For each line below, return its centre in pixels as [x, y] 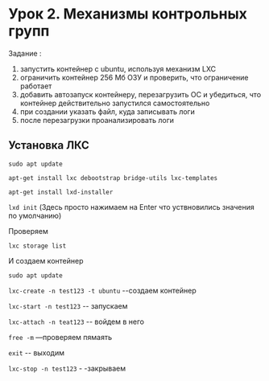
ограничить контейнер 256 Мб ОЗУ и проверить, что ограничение [134, 77]
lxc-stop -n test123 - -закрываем [67, 368]
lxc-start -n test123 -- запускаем [68, 305]
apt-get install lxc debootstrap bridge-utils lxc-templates [113, 178]
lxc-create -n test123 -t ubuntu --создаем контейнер [102, 290]
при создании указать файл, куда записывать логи [107, 111]
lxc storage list [37, 246]
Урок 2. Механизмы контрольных [128, 14]
